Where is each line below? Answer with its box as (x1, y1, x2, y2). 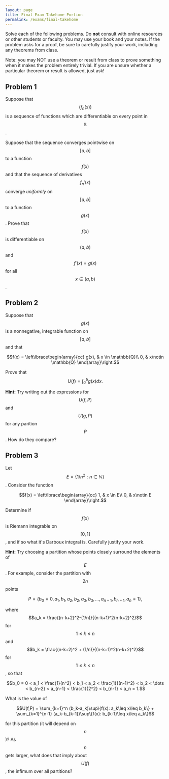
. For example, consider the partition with (5, 570, 91, 576)
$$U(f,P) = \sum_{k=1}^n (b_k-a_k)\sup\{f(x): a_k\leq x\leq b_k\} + (16, 705, 154, 711)
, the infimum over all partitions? (5, 768, 73, 774)
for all (5, 268, 18, 274)
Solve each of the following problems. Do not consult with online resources (5, 31, 163, 37)
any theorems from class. (5, 47, 58, 53)
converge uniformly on (5, 188, 53, 194)
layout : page (5, 7, 33, 13)
